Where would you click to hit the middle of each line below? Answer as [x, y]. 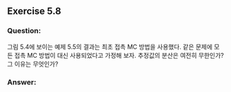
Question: [24, 31]
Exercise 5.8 [34, 11]
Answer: [22, 82]
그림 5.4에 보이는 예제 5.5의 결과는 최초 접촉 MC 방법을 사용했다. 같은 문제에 [110, 47]
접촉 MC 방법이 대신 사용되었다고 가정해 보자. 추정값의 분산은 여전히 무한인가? [119, 55]
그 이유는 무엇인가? [33, 64]
